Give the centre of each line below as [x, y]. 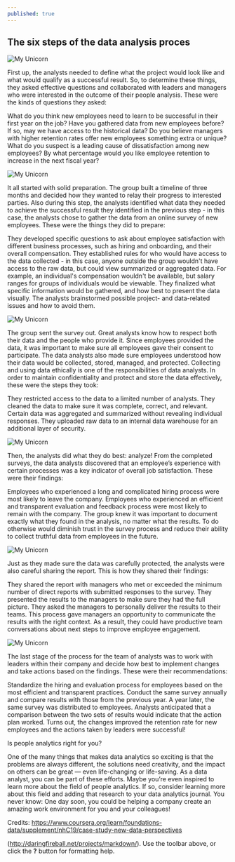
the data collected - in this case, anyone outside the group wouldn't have [113, 261]
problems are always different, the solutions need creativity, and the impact [116, 765]
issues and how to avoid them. [52, 306]
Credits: [19, 823]
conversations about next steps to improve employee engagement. [104, 629]
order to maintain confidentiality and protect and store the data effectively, [115, 378]
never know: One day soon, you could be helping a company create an [109, 802]
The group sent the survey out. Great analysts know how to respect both [112, 333]
